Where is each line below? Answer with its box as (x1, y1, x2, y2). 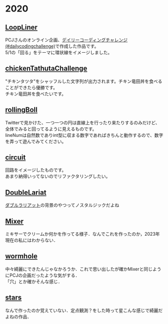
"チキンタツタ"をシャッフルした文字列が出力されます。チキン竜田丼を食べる (5, 78, 162, 84)
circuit (5, 153, 26, 162)
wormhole (5, 252, 38, 261)
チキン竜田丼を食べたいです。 (5, 91, 66, 97)
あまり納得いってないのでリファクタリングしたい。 (5, 174, 110, 180)
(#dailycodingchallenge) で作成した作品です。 (5, 43, 99, 49)
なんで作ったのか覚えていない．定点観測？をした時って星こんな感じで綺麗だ (5, 307, 163, 313)
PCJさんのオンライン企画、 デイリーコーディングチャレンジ (5, 37, 128, 43)
